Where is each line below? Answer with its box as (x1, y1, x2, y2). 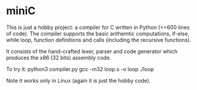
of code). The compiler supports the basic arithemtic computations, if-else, (6, 30, 189, 37)
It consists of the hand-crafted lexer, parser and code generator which (6, 47, 178, 54)
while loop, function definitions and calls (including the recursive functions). (6, 36, 191, 43)
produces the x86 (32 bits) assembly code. (6, 54, 111, 61)
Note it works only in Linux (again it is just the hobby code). (6, 77, 151, 84)
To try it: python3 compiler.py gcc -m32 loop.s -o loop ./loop (6, 65, 154, 72)
